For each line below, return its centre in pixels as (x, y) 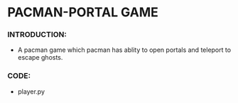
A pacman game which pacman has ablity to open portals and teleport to (124, 50)
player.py (31, 91)
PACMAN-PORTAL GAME (83, 12)
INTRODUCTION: (37, 35)
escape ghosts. (40, 58)
